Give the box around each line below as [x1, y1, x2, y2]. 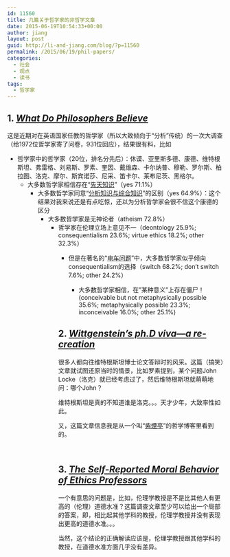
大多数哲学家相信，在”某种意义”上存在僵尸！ [78, 285, 205, 294]
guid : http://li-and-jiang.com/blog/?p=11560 [7, 42, 139, 49]
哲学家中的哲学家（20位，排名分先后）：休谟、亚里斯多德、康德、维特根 [16, 154, 221, 162]
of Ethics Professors [58, 474, 148, 486]
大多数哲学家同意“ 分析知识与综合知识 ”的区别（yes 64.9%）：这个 [37, 188, 221, 197]
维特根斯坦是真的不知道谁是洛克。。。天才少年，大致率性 [58, 398, 215, 406]
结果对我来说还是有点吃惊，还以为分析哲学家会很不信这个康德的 [37, 197, 218, 206]
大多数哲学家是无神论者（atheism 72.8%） [47, 215, 169, 223]
